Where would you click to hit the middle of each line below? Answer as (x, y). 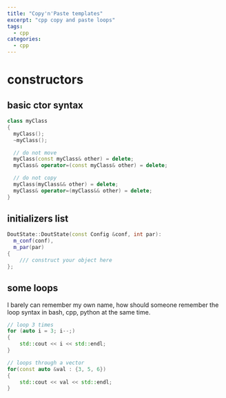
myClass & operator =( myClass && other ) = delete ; (83, 190)
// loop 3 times (30, 325)
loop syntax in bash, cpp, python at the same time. (79, 312)
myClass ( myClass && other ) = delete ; (66, 184)
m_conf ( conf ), (33, 241)
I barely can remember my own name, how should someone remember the (113, 305)
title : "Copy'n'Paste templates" (55, 13)
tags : (15, 26)
